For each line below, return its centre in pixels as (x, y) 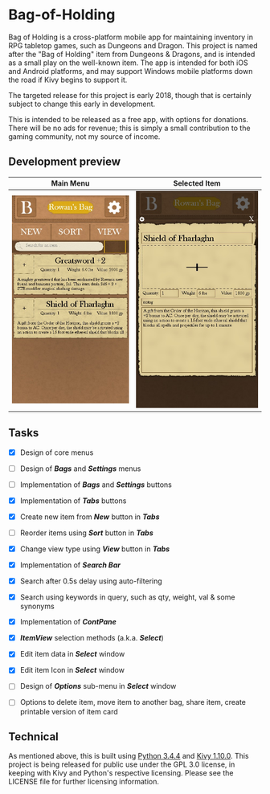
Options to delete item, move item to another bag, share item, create (133, 702)
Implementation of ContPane (68, 622)
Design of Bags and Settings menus (80, 469)
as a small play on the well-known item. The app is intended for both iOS (128, 63)
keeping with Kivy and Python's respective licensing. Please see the (121, 773)
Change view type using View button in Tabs (95, 549)
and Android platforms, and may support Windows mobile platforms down (131, 71)
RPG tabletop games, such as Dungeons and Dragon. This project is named (133, 45)
